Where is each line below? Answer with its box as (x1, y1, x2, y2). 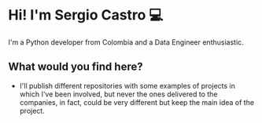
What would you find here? (8, 60, 143, 74)
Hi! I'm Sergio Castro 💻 (8, 6, 164, 24)
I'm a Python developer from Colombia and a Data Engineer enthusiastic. (8, 37, 244, 47)
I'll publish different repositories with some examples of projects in (19, 81, 236, 90)
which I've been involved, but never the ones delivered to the (19, 89, 218, 99)
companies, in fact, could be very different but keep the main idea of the (19, 97, 254, 107)
